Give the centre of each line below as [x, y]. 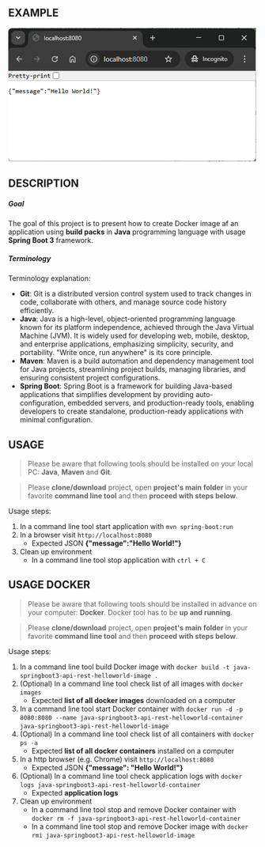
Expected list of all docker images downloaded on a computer [133, 700]
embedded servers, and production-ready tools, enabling [161, 403]
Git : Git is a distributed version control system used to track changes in [135, 294]
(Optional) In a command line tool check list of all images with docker [131, 683]
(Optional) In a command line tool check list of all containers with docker [137, 734]
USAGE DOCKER [49, 585]
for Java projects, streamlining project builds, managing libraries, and [132, 369]
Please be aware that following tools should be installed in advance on [142, 603]
